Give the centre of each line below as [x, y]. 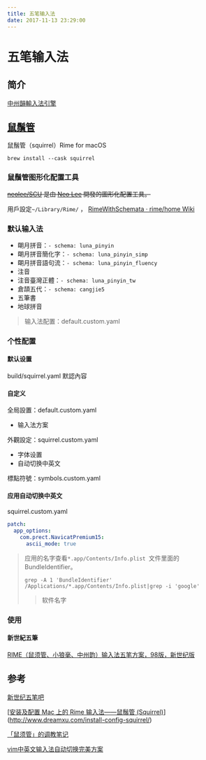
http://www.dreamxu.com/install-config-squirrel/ [80, 719]
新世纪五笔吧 [25, 697]
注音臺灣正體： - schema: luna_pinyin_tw [76, 280]
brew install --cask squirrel [51, 159]
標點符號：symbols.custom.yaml [54, 478]
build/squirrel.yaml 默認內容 [47, 376]
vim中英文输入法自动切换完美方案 [55, 749]
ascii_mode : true [51, 544]
